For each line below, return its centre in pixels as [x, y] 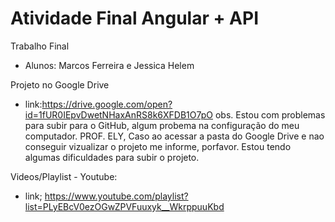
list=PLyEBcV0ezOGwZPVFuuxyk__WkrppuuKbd [124, 206]
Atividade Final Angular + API [135, 18]
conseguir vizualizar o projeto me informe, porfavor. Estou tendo [158, 146]
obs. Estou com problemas [270, 114]
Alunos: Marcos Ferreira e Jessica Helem [109, 65]
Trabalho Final [40, 46]
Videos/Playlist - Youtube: [64, 176]
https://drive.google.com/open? [107, 104]
